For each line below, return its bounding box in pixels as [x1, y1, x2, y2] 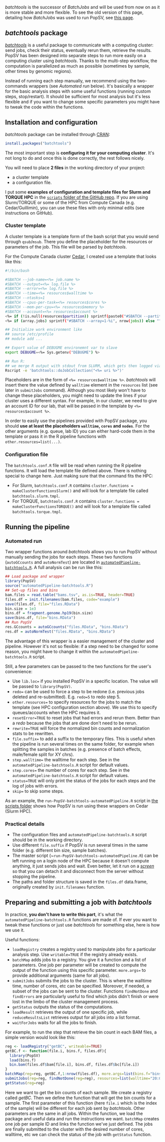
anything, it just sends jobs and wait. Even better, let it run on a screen [12, 863, 155, 869]
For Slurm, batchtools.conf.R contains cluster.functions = [12, 482, 134, 488]
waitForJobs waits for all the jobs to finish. [12, 1019, 97, 1025]
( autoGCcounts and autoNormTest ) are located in [5, 559, 100, 565]
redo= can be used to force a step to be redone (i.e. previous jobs [12, 688, 145, 694]
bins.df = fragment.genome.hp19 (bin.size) [5, 611, 93, 616]
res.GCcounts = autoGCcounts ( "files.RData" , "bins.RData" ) [5, 625, 129, 630]
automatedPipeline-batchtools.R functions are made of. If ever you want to [5, 917, 157, 923]
